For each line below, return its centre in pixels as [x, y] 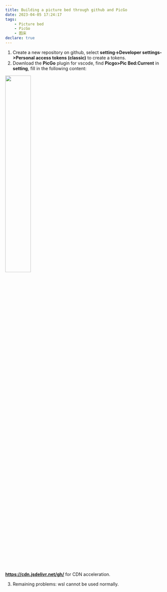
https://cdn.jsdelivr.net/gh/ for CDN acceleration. [58, 574]
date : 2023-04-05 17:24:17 [34, 15]
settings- [152, 52]
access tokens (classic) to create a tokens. [81, 57]
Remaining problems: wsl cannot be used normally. [66, 584]
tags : [11, 19]
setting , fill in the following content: [49, 68]
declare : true [20, 38]
